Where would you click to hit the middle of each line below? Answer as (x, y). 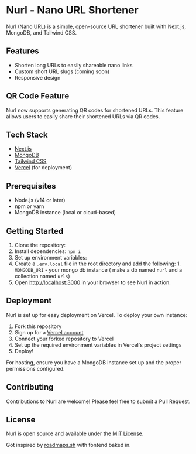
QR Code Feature (38, 96)
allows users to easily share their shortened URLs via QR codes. (83, 116)
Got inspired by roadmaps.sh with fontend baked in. (68, 445)
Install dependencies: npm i (47, 251)
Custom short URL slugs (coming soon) (62, 71)
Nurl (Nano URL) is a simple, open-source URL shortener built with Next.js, (96, 26)
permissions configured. (35, 368)
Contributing (30, 387)
